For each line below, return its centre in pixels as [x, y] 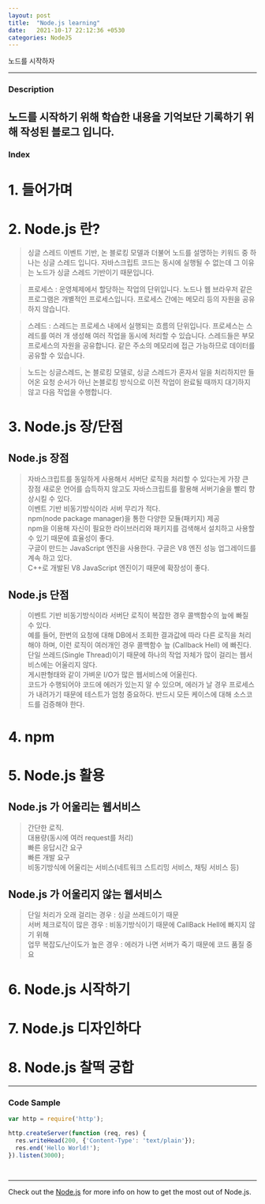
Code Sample [34, 1102]
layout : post [30, 15]
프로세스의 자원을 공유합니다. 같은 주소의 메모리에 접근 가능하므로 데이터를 [141, 345]
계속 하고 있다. [50, 557]
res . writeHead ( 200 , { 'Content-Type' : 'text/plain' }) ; [105, 1140]
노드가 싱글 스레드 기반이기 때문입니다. [95, 272]
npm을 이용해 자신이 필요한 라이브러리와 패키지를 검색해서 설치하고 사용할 [141, 528]
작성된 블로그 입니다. [67, 132]
